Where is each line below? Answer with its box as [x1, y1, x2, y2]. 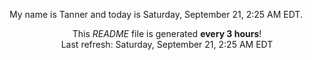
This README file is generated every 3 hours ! [72, 28, 262, 39]
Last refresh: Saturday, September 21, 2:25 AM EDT [60, 39, 274, 50]
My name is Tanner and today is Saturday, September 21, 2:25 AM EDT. [9, 9, 303, 20]
